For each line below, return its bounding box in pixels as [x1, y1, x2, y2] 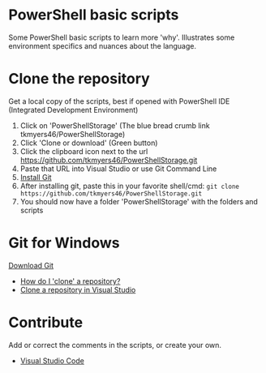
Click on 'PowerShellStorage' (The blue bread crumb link [19, 120, 210, 131]
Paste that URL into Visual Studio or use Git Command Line [19, 164, 217, 174]
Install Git [19, 172, 52, 182]
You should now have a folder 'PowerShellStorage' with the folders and [19, 196, 258, 206]
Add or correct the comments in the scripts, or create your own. [8, 340, 221, 349]
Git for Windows [8, 234, 120, 252]
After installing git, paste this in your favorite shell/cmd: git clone [19, 181, 240, 191]
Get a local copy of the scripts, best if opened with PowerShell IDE [8, 96, 230, 106]
